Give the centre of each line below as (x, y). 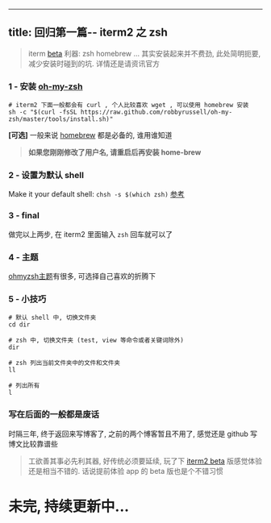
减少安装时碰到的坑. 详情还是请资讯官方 (94, 63)
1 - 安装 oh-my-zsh (46, 86)
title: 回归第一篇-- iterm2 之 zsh (88, 33)
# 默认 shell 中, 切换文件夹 (52, 318)
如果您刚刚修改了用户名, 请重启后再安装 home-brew (115, 152)
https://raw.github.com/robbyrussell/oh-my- (156, 112)
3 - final (24, 216)
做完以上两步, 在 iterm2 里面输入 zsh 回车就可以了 (91, 234)
